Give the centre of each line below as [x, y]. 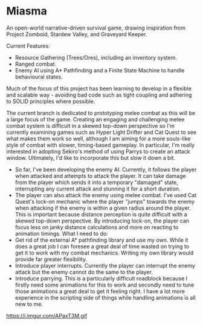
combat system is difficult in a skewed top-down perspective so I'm [91, 125]
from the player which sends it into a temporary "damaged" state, [96, 182]
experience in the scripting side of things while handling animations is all [105, 297]
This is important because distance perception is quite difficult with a [101, 214]
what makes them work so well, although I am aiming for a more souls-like [98, 138]
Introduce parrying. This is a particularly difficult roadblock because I [101, 278]
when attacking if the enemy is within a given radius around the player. [103, 208]
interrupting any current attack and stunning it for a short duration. [98, 189]
